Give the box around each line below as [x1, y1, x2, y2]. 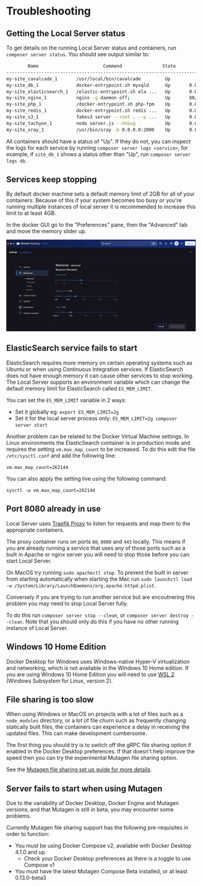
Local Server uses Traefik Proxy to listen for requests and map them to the [6, 520, 191, 527]
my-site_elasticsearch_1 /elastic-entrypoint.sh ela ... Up [6, 89, 171, 95]
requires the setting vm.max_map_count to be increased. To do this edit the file [6, 445, 196, 453]
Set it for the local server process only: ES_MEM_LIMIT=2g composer [14, 415, 177, 422]
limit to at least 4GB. [6, 209, 57, 217]
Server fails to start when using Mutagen [6, 783, 163, 794]
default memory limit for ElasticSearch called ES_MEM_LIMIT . [6, 384, 153, 392]
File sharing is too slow [6, 694, 94, 704]
